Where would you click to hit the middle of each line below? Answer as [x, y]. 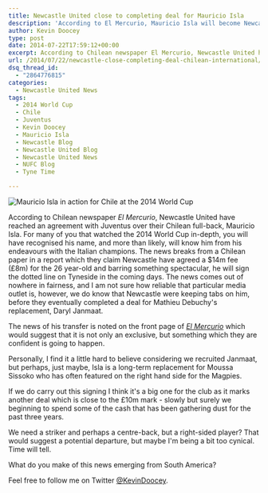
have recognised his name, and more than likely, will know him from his [125, 242]
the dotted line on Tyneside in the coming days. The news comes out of [126, 277]
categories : [28, 82]
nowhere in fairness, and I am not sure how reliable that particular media [127, 285]
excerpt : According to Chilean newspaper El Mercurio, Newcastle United [132, 53]
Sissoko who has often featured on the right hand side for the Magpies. [125, 376]
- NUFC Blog [35, 165]
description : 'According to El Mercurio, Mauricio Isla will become [124, 23]
